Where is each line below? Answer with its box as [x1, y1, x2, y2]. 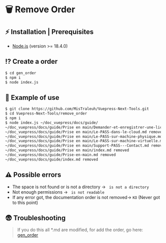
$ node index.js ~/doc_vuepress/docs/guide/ [5, 120, 98, 125]
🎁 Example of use [5, 93, 59, 102]
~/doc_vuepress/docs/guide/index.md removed [5, 157, 98, 162]
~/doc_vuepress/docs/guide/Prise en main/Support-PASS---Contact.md [5, 143, 149, 148]
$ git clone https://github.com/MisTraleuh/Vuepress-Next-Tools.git [5, 107, 149, 112]
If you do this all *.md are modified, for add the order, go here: [17, 227, 143, 233]
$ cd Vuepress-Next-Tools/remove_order [5, 111, 87, 116]
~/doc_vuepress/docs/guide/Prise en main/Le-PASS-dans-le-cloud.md [5, 129, 147, 134]
